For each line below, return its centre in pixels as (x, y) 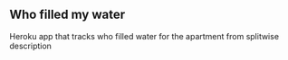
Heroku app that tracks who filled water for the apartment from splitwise (144, 36)
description (31, 46)
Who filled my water (67, 15)
